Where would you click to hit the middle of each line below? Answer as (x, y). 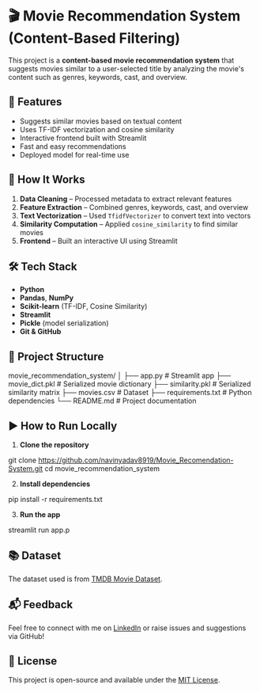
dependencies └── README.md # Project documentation (102, 401)
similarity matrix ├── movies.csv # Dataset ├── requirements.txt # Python (130, 393)
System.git (26, 468)
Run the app (40, 515)
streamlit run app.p (39, 530)
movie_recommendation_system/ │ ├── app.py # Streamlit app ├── (120, 376)
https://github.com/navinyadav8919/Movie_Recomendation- (136, 460)
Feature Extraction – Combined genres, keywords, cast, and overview (134, 207)
